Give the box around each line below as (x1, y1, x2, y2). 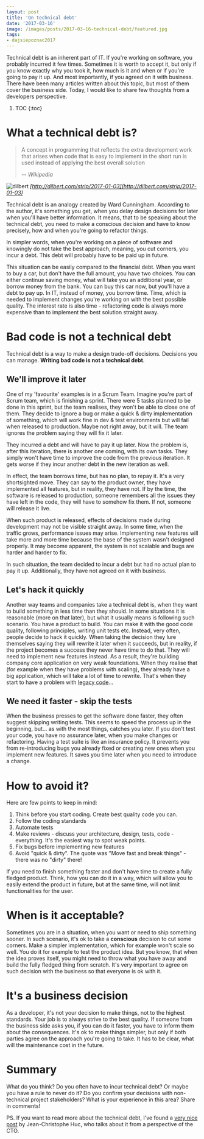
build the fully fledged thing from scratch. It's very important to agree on (6, 961, 188, 968)
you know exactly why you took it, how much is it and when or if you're (6, 67, 185, 74)
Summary (6, 1063, 57, 1077)
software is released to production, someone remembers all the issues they (6, 492, 195, 499)
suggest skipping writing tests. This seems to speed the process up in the (6, 719, 192, 726)
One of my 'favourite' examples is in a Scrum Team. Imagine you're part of (6, 390, 193, 398)
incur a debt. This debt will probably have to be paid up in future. (6, 251, 169, 259)
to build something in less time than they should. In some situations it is (6, 607, 185, 615)
